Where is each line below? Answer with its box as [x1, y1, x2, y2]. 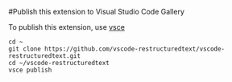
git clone [8, 45, 42, 53]
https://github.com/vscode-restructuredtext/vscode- [43, 45, 226, 53]
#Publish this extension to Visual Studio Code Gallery [8, 7, 185, 16]
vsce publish [8, 66, 52, 74]
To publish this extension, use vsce [8, 23, 125, 31]
